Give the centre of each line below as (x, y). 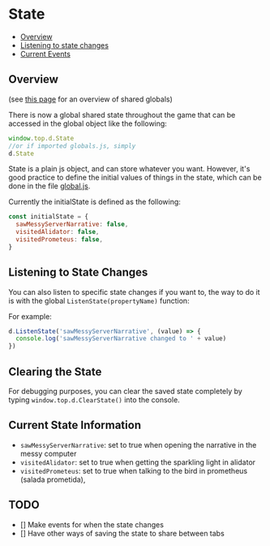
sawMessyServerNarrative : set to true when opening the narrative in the (138, 444)
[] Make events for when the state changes (92, 524)
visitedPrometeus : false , (60, 240)
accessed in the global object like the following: (88, 123)
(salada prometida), (53, 479)
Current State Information (75, 425)
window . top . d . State (41, 138)
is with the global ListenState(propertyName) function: (99, 301)
